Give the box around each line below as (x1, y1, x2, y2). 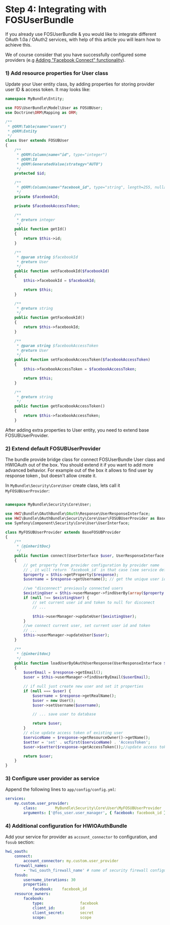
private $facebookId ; (14, 194, 60, 199)
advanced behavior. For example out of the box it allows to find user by (5, 467, 153, 474)
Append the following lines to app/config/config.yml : (5, 786, 116, 792)
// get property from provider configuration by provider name (23, 563, 159, 568)
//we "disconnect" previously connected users (23, 586, 123, 591)
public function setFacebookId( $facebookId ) (14, 269, 110, 274)
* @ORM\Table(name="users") (7, 124, 67, 129)
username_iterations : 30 (23, 877, 76, 882)
